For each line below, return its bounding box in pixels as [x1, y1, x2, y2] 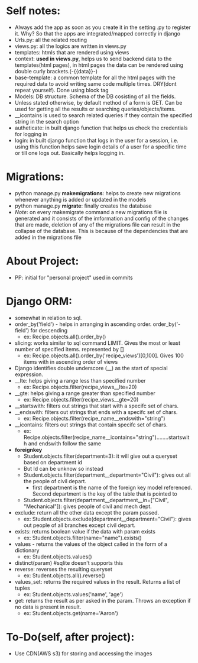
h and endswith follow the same [23, 439, 102, 447]
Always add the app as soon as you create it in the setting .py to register [14, 24, 191, 31]
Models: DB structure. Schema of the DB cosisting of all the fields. [14, 93, 176, 100]
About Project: [6, 254, 79, 268]
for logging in [14, 130, 47, 137]
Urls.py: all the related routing [14, 36, 87, 43]
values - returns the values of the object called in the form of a [14, 540, 167, 548]
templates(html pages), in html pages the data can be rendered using [14, 61, 184, 69]
